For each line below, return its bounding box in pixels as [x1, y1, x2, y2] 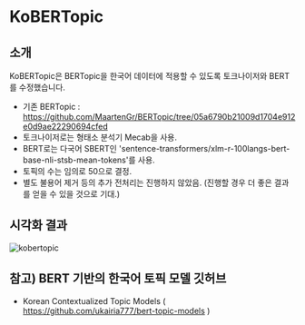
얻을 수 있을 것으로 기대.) [32, 189, 121, 199]
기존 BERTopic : [22, 102, 81, 112]
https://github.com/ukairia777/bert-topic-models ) [22, 305, 211, 316]
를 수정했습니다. [9, 82, 66, 93]
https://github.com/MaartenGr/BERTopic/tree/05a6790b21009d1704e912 [22, 112, 296, 122]
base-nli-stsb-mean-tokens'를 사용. [22, 154, 156, 165]
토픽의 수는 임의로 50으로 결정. [22, 166, 133, 176]
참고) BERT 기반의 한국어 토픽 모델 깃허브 [9, 271, 227, 287]
